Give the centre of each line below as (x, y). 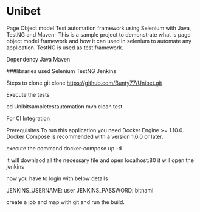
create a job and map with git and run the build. (65, 202)
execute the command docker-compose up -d (64, 148)
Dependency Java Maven (38, 59)
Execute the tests (28, 94)
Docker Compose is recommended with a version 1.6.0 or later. (85, 136)
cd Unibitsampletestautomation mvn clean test (64, 106)
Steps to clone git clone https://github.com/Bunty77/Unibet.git (84, 83)
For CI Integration (28, 118)
